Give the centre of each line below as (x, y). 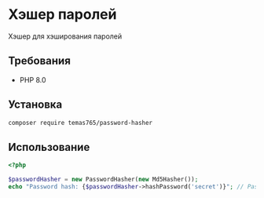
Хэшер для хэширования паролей (65, 36)
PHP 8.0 (33, 79)
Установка (35, 105)
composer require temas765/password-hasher (81, 123)
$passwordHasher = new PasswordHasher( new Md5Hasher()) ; (103, 180)
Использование (49, 147)
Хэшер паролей (62, 15)
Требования (39, 61)
